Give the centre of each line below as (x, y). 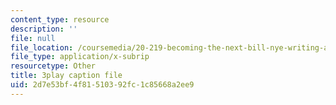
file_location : (42, 47)
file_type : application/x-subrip (80, 57)
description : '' (44, 29)
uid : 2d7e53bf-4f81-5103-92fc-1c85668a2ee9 (102, 85)
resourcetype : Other (53, 66)
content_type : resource (60, 19)
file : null (33, 38)
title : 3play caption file (66, 76)
